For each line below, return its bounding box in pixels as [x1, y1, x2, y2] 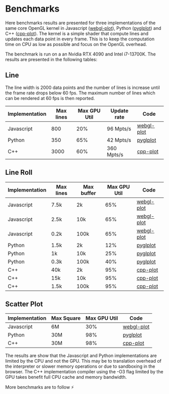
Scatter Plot [5, 300, 43, 308]
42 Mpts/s [107, 136, 132, 143]
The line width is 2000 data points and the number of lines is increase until [5, 84, 160, 90]
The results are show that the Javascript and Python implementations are [5, 353, 157, 359]
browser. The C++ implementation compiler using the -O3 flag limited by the [5, 369, 163, 375]
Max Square [51, 315, 81, 322]
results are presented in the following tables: [5, 56, 98, 62]
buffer [80, 189, 97, 196]
